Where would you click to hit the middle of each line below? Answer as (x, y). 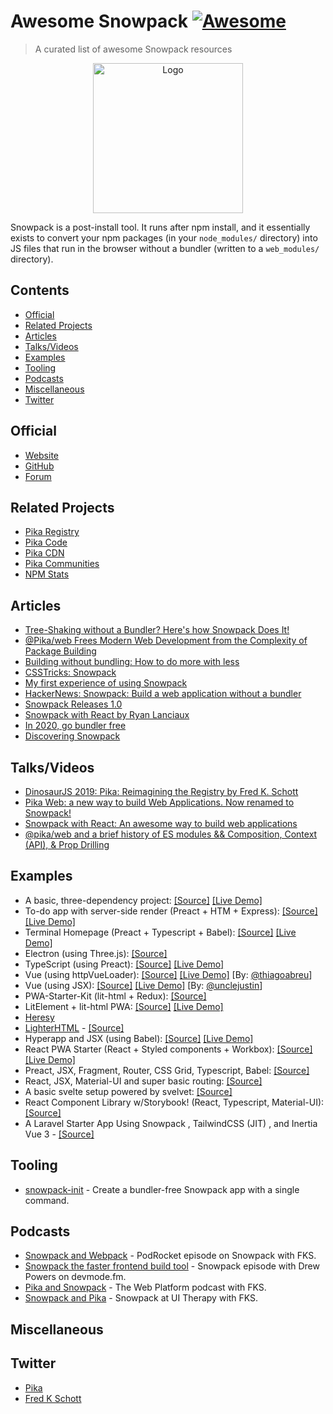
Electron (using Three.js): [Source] (96, 953)
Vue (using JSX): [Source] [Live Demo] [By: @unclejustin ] (143, 985)
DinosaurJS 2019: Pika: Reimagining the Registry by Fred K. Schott (161, 791)
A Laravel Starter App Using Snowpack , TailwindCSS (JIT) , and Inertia (171, 1123)
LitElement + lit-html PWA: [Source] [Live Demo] (124, 1006)
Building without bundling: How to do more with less (132, 662)
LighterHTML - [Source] (74, 1027)
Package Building (60, 651)
